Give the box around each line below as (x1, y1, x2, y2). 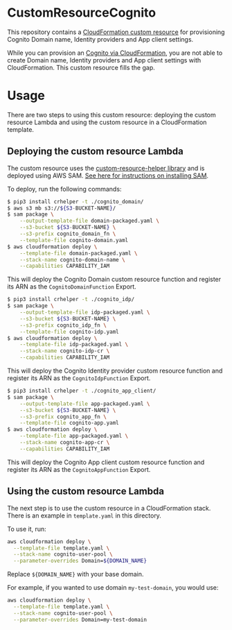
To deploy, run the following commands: (7, 185, 122, 193)
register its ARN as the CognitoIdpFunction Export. (7, 374, 151, 382)
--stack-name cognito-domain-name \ (19, 256, 126, 263)
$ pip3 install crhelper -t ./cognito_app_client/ (7, 387, 157, 395)
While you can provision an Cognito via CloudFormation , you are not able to (7, 49, 223, 57)
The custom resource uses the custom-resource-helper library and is (7, 164, 205, 172)
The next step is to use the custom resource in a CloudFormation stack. (7, 504, 211, 512)
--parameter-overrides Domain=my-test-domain (13, 616, 148, 623)
